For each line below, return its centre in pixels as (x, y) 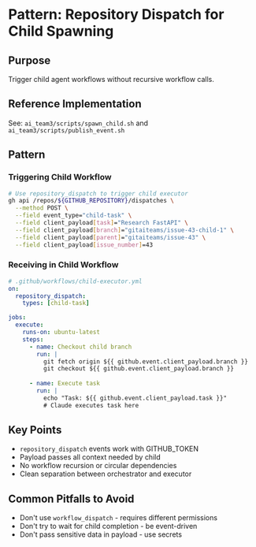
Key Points (35, 430)
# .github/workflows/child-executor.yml (76, 281)
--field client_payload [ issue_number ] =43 (84, 245)
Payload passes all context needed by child (90, 457)
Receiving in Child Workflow (63, 265)
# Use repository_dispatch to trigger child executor (98, 193)
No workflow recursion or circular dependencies (98, 466)
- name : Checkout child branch (80, 347)
